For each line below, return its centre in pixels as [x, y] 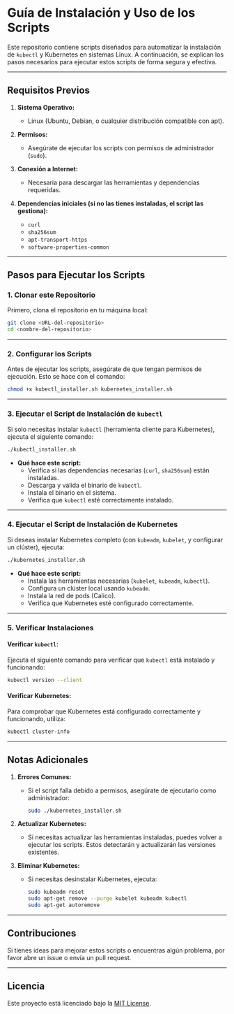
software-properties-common [68, 247]
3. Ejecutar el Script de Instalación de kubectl [85, 414]
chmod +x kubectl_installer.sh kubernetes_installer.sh [90, 389]
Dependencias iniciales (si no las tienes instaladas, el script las [110, 203]
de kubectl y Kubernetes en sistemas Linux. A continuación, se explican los [116, 55]
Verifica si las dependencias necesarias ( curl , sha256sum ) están [119, 470]
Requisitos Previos [49, 90]
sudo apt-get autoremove [64, 905]
